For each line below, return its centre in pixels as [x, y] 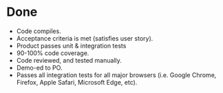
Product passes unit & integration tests [71, 45]
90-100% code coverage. [53, 53]
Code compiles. [39, 31]
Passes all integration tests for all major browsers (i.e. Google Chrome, [116, 75]
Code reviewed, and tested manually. [69, 60]
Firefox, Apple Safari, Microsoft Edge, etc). [77, 82]
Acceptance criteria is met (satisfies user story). [85, 38]
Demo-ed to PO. [39, 68]
